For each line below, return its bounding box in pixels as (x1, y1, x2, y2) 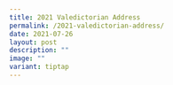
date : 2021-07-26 (9, 29, 74, 38)
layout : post (9, 37, 58, 47)
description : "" (9, 46, 69, 55)
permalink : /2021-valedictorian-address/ (9, 21, 165, 30)
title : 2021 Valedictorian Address (9, 12, 141, 22)
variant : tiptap (9, 63, 69, 72)
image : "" (9, 54, 46, 63)
